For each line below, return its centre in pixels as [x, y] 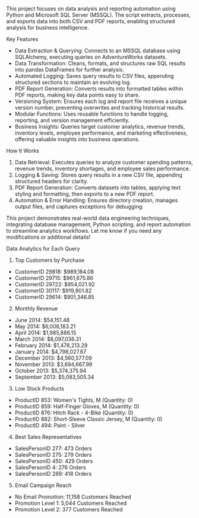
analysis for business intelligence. [48, 27]
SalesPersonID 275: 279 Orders [53, 455]
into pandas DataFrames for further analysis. [70, 70]
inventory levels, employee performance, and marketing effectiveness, [101, 133]
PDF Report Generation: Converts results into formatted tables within [99, 88]
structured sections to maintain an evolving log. [73, 82]
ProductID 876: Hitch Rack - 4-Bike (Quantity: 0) [74, 413]
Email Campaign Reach [43, 485]
